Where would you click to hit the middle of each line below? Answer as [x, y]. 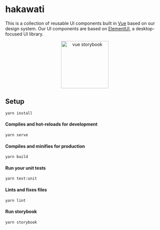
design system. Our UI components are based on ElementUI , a [70, 28]
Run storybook [21, 212]
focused [14, 34]
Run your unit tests [26, 168]
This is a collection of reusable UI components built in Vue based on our [80, 23]
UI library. [34, 34]
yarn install [19, 113]
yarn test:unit [21, 179]
